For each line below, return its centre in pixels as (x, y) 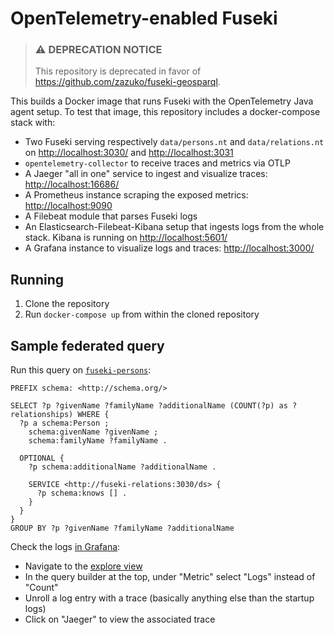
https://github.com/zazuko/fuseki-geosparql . (127, 82)
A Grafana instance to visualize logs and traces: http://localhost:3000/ (169, 248)
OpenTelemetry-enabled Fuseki (144, 18)
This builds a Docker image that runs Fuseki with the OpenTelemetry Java (162, 101)
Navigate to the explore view (83, 566)
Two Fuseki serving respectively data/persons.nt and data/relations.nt (174, 142)
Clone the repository (67, 304)
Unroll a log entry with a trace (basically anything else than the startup (169, 598)
